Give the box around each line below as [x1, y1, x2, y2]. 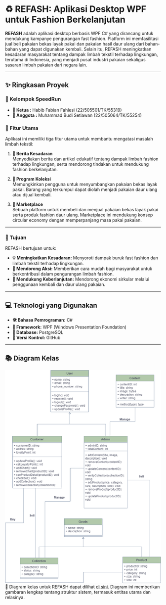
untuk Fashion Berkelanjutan [5, 14, 126, 25]
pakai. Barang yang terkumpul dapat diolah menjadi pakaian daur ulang [12, 186, 158, 192]
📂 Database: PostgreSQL [12, 329, 64, 335]
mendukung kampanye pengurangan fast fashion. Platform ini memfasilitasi [5, 36, 159, 42]
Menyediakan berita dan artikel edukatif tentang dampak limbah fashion [12, 156, 159, 162]
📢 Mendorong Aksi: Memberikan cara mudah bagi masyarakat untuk [12, 266, 153, 272]
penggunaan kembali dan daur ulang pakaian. [12, 281, 106, 287]
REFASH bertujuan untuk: [5, 245, 57, 251]
